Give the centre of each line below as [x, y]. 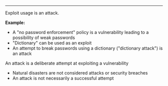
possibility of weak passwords [43, 37]
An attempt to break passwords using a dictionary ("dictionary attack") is [87, 48]
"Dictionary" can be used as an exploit [52, 43]
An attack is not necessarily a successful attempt [63, 78]
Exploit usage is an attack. [32, 13]
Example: [15, 22]
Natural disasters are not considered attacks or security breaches [80, 73]
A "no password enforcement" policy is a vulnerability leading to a [80, 32]
